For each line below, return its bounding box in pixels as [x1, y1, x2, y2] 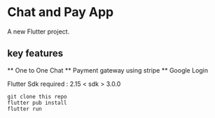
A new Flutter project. [7, 27, 70, 36]
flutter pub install [7, 99, 68, 106]
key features [7, 47, 64, 59]
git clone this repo [7, 93, 68, 100]
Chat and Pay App [7, 4, 114, 20]
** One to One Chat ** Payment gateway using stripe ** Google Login [7, 66, 209, 74]
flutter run [7, 105, 42, 112]
